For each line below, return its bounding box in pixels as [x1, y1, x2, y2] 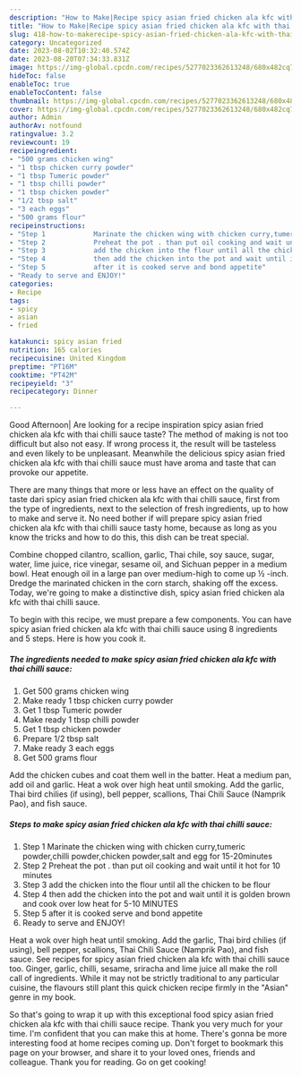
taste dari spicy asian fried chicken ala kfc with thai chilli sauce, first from [9, 494, 280, 505]
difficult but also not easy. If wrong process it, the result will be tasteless [9, 439, 277, 449]
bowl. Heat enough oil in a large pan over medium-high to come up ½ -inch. [9, 568, 289, 579]
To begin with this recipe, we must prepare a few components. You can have [9, 614, 292, 625]
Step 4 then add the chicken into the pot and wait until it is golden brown [21, 889, 291, 900]
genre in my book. [9, 992, 76, 1003]
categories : [9, 279, 54, 288]
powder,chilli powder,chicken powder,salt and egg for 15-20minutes [21, 851, 273, 862]
